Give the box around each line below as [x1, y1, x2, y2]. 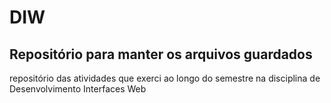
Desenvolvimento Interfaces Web [9, 83, 147, 95]
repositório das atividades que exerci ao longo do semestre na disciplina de [9, 72, 321, 84]
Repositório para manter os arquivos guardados [9, 46, 313, 63]
